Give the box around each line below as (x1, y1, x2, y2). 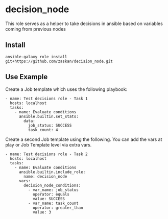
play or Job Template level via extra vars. (5, 141, 92, 148)
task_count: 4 (28, 127, 58, 132)
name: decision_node (23, 174, 67, 179)
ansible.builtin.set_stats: (18, 114, 79, 119)
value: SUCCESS (32, 196, 65, 201)
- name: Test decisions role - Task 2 (5, 152, 88, 157)
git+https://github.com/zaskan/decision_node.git (5, 59, 113, 64)
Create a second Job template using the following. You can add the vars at (5, 136, 162, 142)
